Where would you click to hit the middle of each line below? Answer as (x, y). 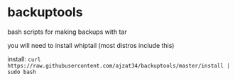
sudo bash (22, 72)
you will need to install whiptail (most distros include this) (91, 45)
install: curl (24, 59)
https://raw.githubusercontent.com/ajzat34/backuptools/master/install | (119, 66)
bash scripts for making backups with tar (67, 32)
